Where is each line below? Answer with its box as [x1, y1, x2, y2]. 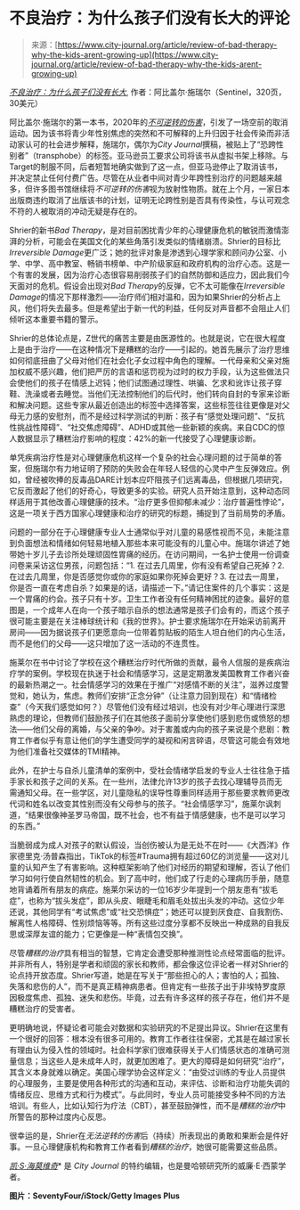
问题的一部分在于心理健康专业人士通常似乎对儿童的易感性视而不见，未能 [9, 527, 274, 537]
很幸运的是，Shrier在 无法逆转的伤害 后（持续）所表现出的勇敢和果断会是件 [9, 1130, 281, 1141]
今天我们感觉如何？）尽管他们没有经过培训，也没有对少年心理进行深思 [28, 701, 287, 712]
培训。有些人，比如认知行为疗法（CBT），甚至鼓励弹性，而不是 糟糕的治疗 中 [9, 1100, 287, 1110]
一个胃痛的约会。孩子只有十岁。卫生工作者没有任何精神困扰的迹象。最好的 [9, 593, 282, 604]
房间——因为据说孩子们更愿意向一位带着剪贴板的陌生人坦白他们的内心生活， [9, 626, 290, 637]
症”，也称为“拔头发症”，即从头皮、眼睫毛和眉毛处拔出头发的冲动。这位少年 [9, 895, 285, 905]
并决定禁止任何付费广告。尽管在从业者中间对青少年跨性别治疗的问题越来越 [9, 172, 282, 183]
